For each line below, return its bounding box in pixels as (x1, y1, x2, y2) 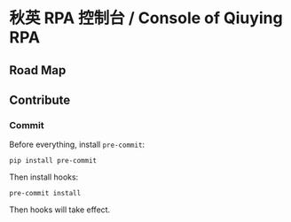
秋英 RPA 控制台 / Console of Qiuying (9, 8, 283, 28)
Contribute (9, 92, 71, 107)
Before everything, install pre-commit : (9, 139, 145, 150)
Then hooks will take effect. (9, 204, 111, 215)
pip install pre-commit (9, 157, 98, 165)
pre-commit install (9, 189, 82, 198)
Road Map (9, 63, 67, 78)
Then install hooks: (9, 172, 79, 182)
